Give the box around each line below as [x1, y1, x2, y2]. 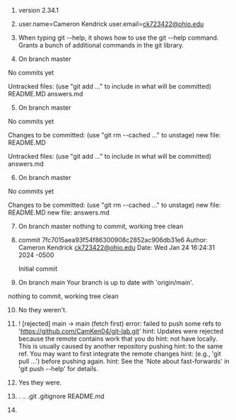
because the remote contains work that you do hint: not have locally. [18, 334, 218, 343]
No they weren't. [18, 306, 67, 314]
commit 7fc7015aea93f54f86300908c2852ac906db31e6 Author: [18, 236, 208, 244]
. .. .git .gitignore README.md [18, 392, 105, 400]
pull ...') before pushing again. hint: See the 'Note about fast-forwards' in [18, 357, 230, 365]
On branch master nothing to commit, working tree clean [18, 222, 184, 230]
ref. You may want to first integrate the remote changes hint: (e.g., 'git [18, 350, 221, 358]
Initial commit [18, 265, 58, 273]
